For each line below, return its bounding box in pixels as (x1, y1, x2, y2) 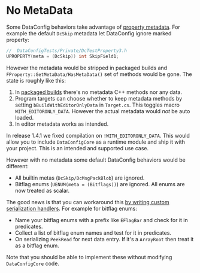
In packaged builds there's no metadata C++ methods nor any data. (14, 88, 183, 96)
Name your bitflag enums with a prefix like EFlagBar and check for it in (14, 216, 188, 223)
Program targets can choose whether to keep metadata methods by (14, 95, 183, 102)
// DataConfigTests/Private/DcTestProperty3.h (6, 47, 128, 54)
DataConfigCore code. (6, 260, 60, 267)
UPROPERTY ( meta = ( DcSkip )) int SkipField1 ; (6, 53, 119, 59)
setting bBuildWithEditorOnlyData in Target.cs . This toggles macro (14, 101, 180, 108)
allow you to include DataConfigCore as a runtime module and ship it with (6, 138, 186, 145)
